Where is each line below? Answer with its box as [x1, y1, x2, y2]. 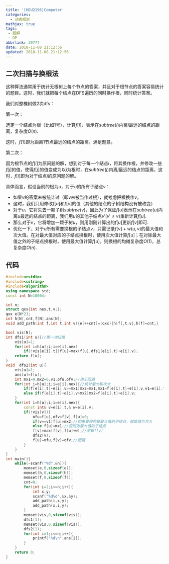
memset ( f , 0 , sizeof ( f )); [24, 475, 73, 480]
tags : [6, 26, 17, 31]
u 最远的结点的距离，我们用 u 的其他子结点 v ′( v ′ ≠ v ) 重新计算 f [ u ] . [17, 213, 147, 219]
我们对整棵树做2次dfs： [6, 101, 55, 107]
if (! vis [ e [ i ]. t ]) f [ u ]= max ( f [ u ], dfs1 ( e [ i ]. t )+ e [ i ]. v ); [24, 349, 138, 354]
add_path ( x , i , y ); [32, 503, 69, 508]
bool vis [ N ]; [6, 330, 33, 335]
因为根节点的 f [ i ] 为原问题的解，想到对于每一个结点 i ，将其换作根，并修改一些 [6, 160, 162, 167]
